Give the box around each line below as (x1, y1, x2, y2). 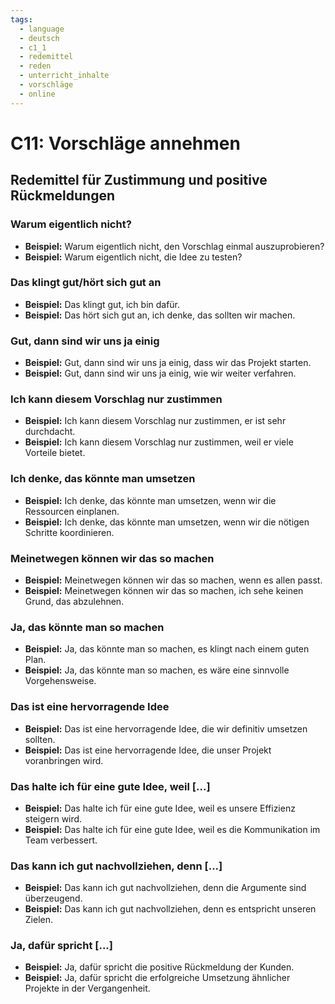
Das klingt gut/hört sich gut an (10, 276, 162, 290)
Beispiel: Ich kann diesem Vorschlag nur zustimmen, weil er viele (24, 436, 294, 448)
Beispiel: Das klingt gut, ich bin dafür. (24, 298, 181, 310)
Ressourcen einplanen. (24, 505, 120, 517)
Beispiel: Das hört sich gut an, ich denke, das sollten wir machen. (24, 309, 296, 321)
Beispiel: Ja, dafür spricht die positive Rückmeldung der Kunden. (24, 961, 295, 973)
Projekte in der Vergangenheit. (24, 982, 151, 995)
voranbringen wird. (24, 754, 104, 766)
